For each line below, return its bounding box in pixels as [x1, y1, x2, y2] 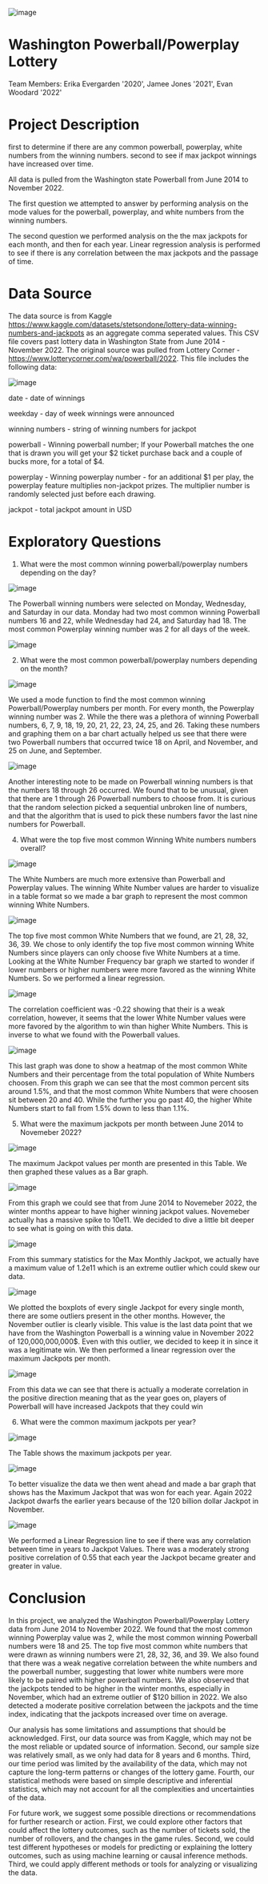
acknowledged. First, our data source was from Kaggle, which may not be [8, 1733, 252, 1742]
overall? [19, 843, 46, 852]
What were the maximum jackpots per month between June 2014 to [19, 1119, 244, 1128]
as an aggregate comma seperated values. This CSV [86, 328, 259, 338]
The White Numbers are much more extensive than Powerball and [8, 874, 226, 884]
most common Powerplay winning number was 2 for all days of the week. [8, 624, 250, 634]
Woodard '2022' [8, 87, 62, 97]
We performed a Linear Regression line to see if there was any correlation [8, 1535, 251, 1545]
